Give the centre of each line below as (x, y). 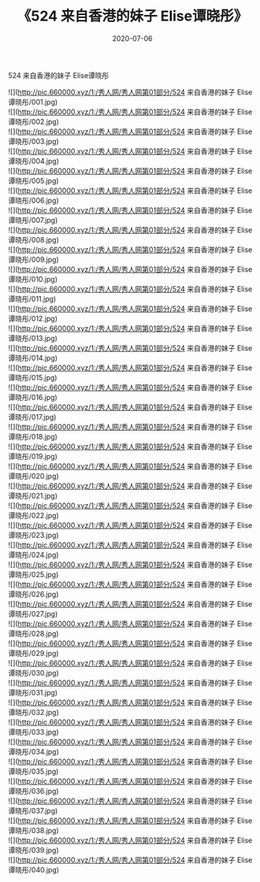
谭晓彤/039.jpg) (33, 850)
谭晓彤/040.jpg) (34, 869)
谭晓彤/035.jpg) (33, 771)
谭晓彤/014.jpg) (33, 358)
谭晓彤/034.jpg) (33, 751)
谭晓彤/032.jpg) (33, 712)
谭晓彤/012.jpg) (33, 318)
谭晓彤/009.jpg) (33, 259)
